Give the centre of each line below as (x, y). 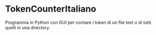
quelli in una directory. (28, 27)
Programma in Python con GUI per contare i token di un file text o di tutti (78, 22)
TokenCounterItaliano (51, 9)
